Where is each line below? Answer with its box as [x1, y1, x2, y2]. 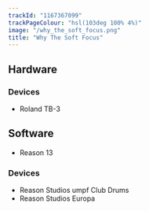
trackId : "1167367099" [8, 11, 82, 20]
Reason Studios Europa [19, 194, 96, 203]
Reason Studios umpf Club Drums [19, 186, 129, 195]
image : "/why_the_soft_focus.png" [8, 26, 122, 34]
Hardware [8, 62, 57, 76]
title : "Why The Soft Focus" [8, 33, 104, 42]
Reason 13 [19, 147, 53, 157]
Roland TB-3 [19, 104, 61, 113]
